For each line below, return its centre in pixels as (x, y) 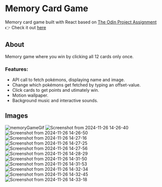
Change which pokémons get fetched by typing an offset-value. (76, 85)
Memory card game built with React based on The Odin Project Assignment (81, 22)
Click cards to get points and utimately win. (55, 90)
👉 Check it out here (26, 27)
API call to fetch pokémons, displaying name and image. (69, 80)
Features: (17, 69)
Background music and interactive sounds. (55, 101)
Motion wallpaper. (30, 95)
